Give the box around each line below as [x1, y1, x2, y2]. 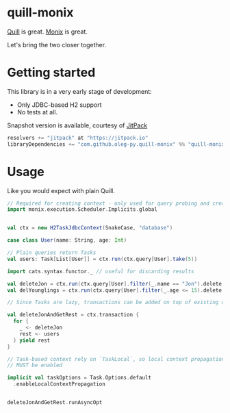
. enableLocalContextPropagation [13, 381, 106, 388]
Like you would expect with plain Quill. [7, 186, 115, 195]
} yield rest [13, 337, 51, 344]
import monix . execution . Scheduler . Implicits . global [7, 206, 157, 213]
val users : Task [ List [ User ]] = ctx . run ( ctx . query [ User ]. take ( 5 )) [7, 255, 198, 262]
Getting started [7, 65, 96, 80]
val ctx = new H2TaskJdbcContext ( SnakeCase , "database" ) [7, 225, 173, 231]
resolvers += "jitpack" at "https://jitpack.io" [7, 134, 149, 141]
